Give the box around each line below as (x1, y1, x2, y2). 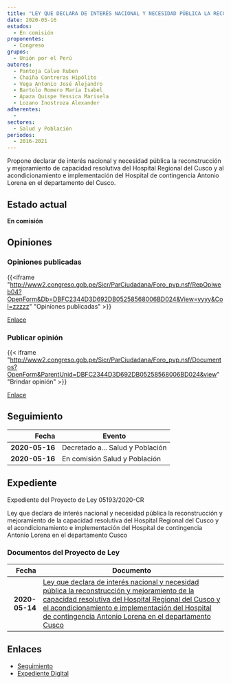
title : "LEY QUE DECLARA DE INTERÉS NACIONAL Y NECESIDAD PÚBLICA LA (7, 10, 211, 17)
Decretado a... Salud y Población (61, 443, 167, 452)
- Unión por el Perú (13, 55, 72, 62)
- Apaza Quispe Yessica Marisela (13, 93, 109, 100)
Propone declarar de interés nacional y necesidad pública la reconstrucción (7, 157, 221, 165)
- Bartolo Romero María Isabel (13, 87, 103, 93)
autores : (7, 61, 32, 68)
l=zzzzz (7, 302, 30, 310)
